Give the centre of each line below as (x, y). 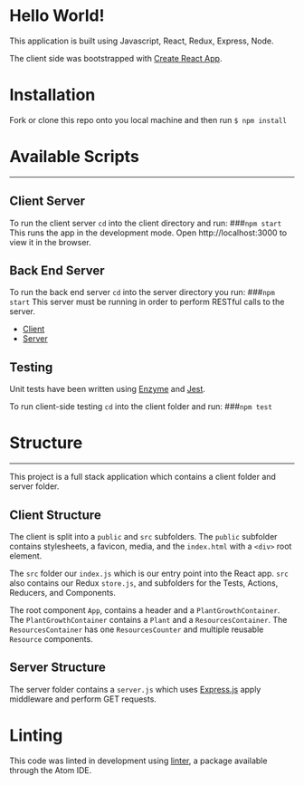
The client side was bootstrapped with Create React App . (116, 58)
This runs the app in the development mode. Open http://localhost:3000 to (148, 233)
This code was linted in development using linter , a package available (138, 761)
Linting (36, 735)
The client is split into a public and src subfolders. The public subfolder (143, 536)
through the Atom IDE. (51, 770)
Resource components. (51, 639)
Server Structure (58, 668)
